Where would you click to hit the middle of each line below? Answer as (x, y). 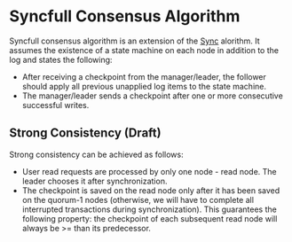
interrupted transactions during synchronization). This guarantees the (149, 209)
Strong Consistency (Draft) (85, 133)
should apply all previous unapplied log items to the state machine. (144, 86)
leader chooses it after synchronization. (95, 181)
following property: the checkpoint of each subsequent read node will (150, 218)
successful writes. (55, 105)
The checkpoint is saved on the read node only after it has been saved (151, 190)
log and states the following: (61, 59)
